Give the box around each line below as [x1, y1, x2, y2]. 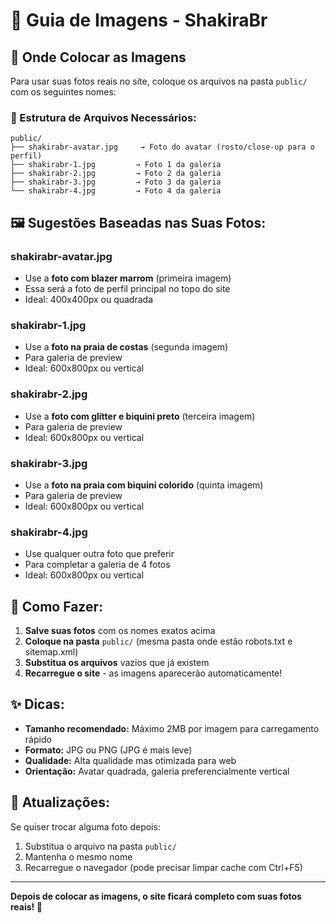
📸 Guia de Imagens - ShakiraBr [10, 9, 268, 32]
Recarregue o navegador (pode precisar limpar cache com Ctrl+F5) [24, 861, 303, 873]
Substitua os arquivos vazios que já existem [24, 656, 210, 668]
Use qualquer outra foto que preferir [24, 548, 175, 560]
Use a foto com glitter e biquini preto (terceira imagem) [24, 410, 256, 422]
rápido [24, 733, 52, 745]
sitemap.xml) [24, 645, 79, 658]
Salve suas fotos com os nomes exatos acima [24, 624, 216, 636]
